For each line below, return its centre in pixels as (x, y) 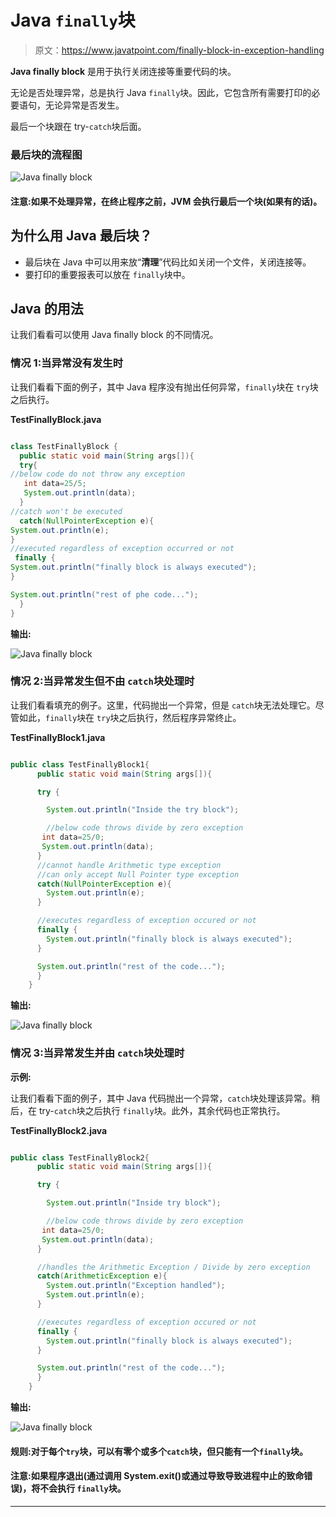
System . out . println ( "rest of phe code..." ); (104, 594)
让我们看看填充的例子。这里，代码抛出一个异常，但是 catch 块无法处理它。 (163, 705)
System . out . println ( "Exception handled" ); (136, 1286)
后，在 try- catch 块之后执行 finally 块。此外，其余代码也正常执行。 (148, 1110)
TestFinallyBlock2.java (59, 1130)
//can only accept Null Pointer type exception (138, 874)
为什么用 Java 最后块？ (81, 236)
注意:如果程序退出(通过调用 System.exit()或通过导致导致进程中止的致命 (157, 1476)
